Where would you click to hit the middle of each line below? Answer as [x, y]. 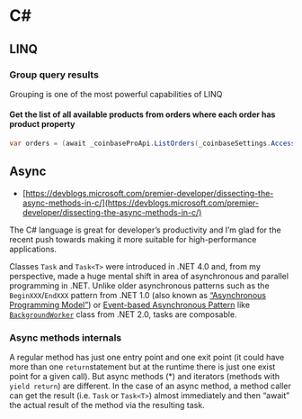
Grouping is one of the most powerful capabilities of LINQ [116, 94]
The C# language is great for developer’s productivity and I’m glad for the [145, 230]
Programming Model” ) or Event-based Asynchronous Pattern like [129, 305]
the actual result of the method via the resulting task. [107, 405]
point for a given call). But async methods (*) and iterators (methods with [145, 377]
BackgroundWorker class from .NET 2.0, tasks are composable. [123, 314]
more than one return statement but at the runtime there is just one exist [142, 367]
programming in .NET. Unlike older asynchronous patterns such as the [139, 286]
